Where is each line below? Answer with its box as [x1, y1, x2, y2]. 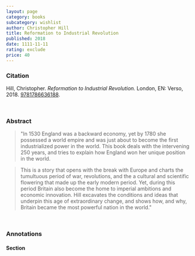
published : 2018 [6, 36, 46, 42]
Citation [6, 71, 29, 80]
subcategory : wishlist [6, 19, 61, 25]
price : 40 [6, 52, 30, 58]
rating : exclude [6, 47, 46, 53]
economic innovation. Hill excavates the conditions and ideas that [20, 192, 178, 199]
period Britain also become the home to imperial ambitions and [20, 185, 172, 192]
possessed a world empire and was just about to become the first [20, 136, 178, 144]
